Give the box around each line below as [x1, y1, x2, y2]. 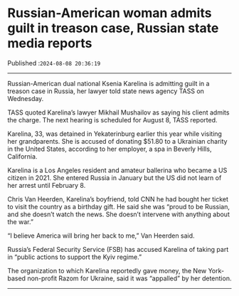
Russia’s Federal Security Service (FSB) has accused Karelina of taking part [7, 245, 229, 253]
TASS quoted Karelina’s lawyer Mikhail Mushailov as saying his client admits [7, 108, 230, 117]
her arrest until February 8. [7, 181, 86, 189]
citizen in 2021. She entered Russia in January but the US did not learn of [7, 173, 222, 182]
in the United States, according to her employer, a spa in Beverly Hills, [7, 144, 212, 153]
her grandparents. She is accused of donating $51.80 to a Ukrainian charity [7, 137, 228, 145]
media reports [7, 36, 92, 51]
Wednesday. [7, 94, 44, 102]
